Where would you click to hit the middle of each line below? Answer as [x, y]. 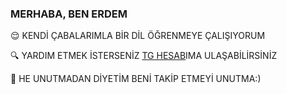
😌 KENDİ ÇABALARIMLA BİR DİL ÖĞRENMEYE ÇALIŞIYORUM [138, 36]
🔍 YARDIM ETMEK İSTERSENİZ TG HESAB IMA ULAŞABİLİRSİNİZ [144, 56]
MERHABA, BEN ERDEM [69, 14]
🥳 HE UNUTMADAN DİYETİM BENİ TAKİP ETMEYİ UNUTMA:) [136, 79]
